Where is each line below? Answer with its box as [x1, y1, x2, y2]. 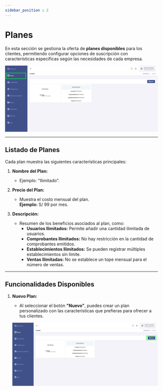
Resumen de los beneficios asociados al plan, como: [19, 220, 125, 226]
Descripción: [12, 211, 39, 217]
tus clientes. [19, 313, 44, 319]
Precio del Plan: [12, 187, 45, 193]
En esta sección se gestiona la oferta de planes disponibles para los [5, 45, 143, 51]
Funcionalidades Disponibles [5, 280, 95, 289]
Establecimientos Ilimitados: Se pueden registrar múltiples [26, 246, 146, 252]
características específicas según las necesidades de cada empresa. [5, 56, 143, 62]
